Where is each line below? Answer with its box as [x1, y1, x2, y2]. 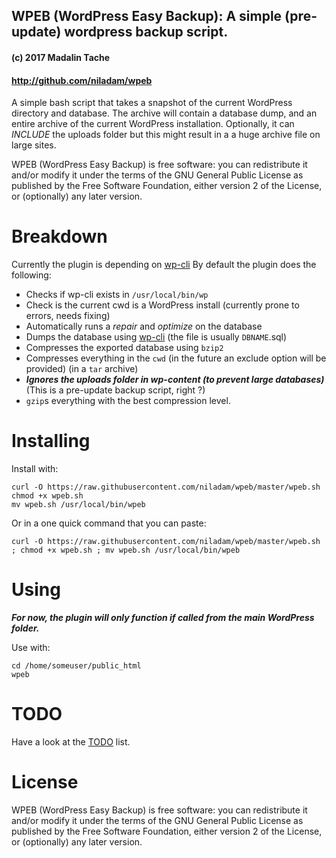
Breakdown [11, 225, 108, 248]
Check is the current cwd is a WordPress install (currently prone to [25, 299, 300, 311]
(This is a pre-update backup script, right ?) [25, 384, 206, 396]
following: [11, 269, 52, 281]
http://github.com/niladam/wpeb [11, 74, 153, 86]
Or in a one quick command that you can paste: [11, 517, 207, 529]
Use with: [11, 642, 51, 653]
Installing [11, 430, 91, 453]
